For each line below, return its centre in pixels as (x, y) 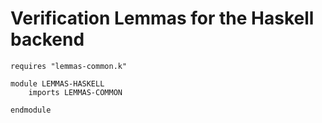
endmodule (31, 110)
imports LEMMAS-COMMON (75, 92)
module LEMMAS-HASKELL (57, 83)
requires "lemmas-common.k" (69, 66)
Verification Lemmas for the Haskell (162, 18)
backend (47, 39)
